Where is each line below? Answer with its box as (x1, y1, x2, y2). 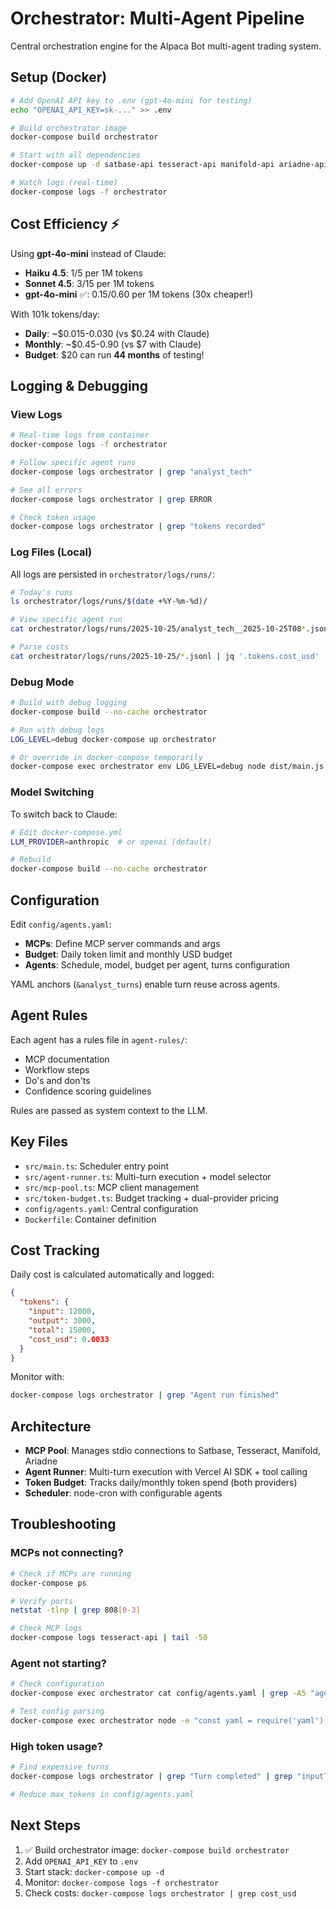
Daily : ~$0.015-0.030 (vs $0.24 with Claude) (24, 327, 210, 339)
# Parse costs (10, 642, 70, 652)
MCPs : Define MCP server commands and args (24, 937, 221, 949)
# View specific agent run (10, 615, 123, 625)
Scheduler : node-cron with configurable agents (24, 1487, 223, 1499)
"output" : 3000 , (28, 1316, 97, 1326)
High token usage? (10, 1739, 103, 1753)
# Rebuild (10, 855, 52, 865)
